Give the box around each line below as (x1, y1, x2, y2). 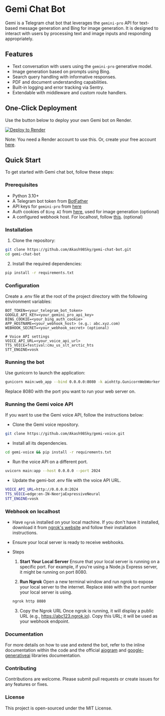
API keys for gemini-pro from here (12, 203, 82, 209)
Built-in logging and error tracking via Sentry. (12, 84, 105, 90)
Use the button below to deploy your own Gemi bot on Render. (5, 117, 132, 123)
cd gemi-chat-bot (5, 251, 41, 256)
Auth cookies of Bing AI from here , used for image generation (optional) (12, 208, 160, 214)
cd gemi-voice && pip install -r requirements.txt (5, 450, 112, 455)
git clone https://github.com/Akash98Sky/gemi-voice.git (5, 431, 125, 436)
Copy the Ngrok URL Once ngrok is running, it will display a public (19, 607, 154, 613)
